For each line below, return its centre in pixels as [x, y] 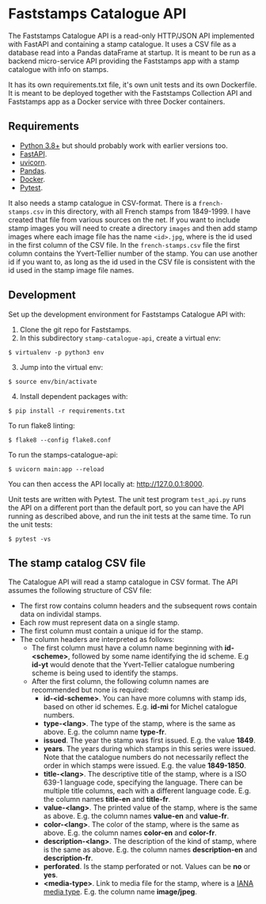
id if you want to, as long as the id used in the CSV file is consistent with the [132, 261]
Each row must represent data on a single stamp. [99, 623]
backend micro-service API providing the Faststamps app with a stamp [124, 61]
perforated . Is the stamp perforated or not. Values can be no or [147, 867]
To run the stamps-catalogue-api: [63, 454]
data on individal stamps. [61, 614]
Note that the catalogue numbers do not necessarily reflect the [146, 758]
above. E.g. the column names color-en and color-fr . [130, 833]
